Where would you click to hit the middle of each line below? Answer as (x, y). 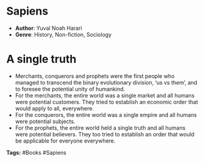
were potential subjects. (45, 121)
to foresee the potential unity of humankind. (70, 89)
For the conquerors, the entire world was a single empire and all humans (106, 114)
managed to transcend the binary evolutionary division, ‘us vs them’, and (106, 82)
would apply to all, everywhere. (55, 108)
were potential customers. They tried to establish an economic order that (107, 102)
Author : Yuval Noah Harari (48, 28)
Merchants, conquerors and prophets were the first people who (95, 76)
